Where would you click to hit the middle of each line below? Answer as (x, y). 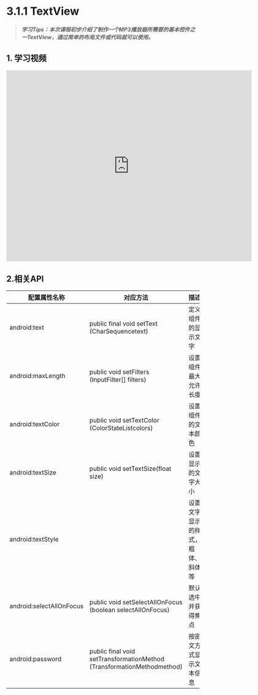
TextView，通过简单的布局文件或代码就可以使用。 (90, 37)
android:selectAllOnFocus (47, 606)
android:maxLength (37, 376)
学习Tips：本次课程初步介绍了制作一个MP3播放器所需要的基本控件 (105, 29)
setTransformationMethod (127, 659)
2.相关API (25, 278)
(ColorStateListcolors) (121, 428)
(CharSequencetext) (119, 332)
